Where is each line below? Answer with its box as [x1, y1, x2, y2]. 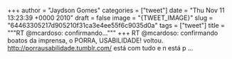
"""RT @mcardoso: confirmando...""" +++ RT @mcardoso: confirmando [7, 28, 218, 37]
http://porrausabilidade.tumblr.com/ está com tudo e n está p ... [7, 44, 194, 52]
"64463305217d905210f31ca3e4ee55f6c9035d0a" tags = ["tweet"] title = [7, 21, 226, 29]
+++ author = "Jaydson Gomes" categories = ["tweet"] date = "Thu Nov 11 [7, 6, 225, 14]
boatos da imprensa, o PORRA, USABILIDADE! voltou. [7, 36, 164, 45]
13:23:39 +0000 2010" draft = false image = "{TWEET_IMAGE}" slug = [7, 14, 213, 22]
